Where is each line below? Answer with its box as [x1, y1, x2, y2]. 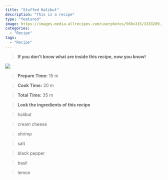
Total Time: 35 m [17, 92, 53, 98]
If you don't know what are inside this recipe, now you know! [17, 53, 146, 59]
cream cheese [17, 121, 47, 127]
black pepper [17, 150, 45, 156]
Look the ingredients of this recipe [17, 101, 90, 107]
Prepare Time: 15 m [17, 72, 58, 78]
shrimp [17, 130, 32, 136]
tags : [5, 35, 16, 40]
